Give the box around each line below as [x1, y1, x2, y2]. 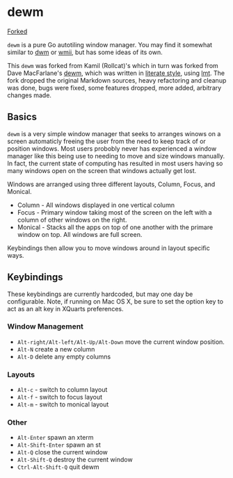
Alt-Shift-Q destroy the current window [17, 456, 134, 464]
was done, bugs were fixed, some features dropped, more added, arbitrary [7, 83, 222, 92]
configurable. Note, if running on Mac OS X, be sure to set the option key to [7, 297, 224, 306]
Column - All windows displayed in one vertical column [17, 201, 175, 209]
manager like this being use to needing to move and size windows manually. [7, 151, 225, 160]
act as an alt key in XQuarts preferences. [7, 304, 124, 313]
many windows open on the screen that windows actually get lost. [7, 166, 197, 174]
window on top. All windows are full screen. [17, 230, 143, 238]
